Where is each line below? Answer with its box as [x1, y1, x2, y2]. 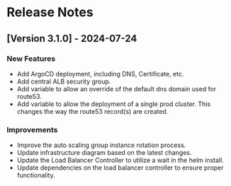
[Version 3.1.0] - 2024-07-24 [6, 33, 137, 45]
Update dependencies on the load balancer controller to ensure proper [16, 163, 224, 172]
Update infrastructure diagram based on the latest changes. [16, 149, 192, 157]
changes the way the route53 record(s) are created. [16, 107, 169, 115]
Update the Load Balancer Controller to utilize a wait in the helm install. [16, 156, 224, 165]
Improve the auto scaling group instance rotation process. [16, 141, 186, 149]
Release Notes [6, 4, 94, 21]
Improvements [6, 124, 58, 134]
